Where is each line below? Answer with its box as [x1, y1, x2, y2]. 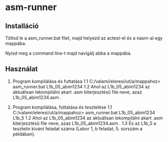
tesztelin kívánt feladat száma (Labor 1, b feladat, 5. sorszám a [12, 125, 143, 131]
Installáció [5, 22, 39, 30]
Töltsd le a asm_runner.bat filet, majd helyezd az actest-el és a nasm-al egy [5, 35, 163, 41]
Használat [5, 65, 38, 73]
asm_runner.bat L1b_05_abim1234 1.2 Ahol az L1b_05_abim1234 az [12, 83, 150, 89]
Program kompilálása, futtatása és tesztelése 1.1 [12, 104, 112, 110]
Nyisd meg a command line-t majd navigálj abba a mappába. [5, 50, 132, 56]
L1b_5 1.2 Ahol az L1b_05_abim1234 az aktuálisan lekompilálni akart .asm [12, 115, 163, 121]
